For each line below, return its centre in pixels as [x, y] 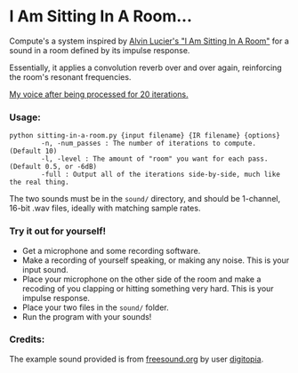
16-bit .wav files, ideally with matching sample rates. [105, 208]
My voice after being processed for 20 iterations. [99, 94]
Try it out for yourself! [58, 231]
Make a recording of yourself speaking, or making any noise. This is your [156, 260]
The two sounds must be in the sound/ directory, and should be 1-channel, [145, 199]
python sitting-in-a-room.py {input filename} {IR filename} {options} [145, 136]
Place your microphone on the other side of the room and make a [141, 279]
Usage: [25, 117]
